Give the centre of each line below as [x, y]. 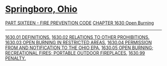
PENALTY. [16, 58]
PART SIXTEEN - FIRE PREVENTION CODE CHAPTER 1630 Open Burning [80, 23]
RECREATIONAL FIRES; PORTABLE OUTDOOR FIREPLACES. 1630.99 [75, 53]
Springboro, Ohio [41, 9]
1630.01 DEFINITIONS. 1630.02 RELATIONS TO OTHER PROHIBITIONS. [77, 37]
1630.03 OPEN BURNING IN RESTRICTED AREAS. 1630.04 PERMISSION [79, 42]
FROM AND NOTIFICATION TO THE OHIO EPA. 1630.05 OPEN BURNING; [79, 48]
